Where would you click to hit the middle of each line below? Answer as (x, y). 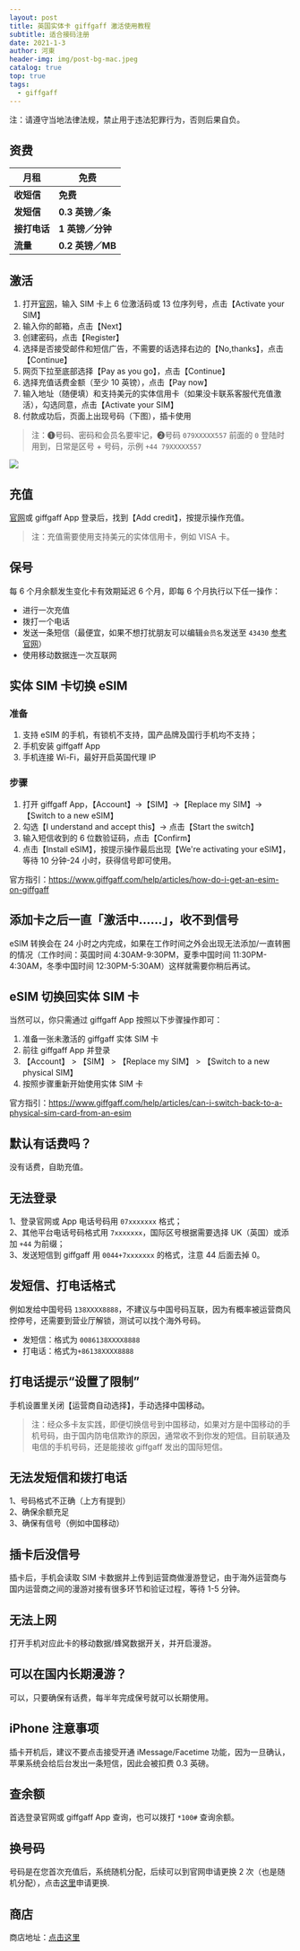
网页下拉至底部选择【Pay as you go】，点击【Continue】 (126, 371)
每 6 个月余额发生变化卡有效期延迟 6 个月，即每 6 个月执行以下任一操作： (145, 591)
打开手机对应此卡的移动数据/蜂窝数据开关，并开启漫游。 (113, 1643)
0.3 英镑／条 (85, 212)
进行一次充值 (46, 610)
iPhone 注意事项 (54, 1729)
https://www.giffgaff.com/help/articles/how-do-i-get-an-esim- (164, 879)
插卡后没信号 (45, 1554)
